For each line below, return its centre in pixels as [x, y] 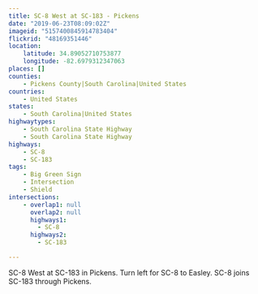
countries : [27, 91]
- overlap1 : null [52, 205]
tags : [17, 167]
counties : [25, 76]
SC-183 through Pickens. [50, 281]
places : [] [27, 69]
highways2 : [48, 235]
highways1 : [48, 220]
